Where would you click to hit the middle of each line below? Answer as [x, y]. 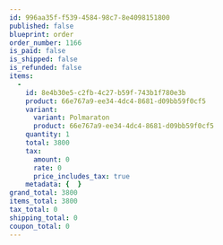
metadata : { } [54, 185]
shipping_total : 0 [43, 218]
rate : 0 [47, 168]
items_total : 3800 [43, 201]
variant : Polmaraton [71, 118]
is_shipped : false [43, 59]
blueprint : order [42, 34]
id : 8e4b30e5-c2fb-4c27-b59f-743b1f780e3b [106, 92]
